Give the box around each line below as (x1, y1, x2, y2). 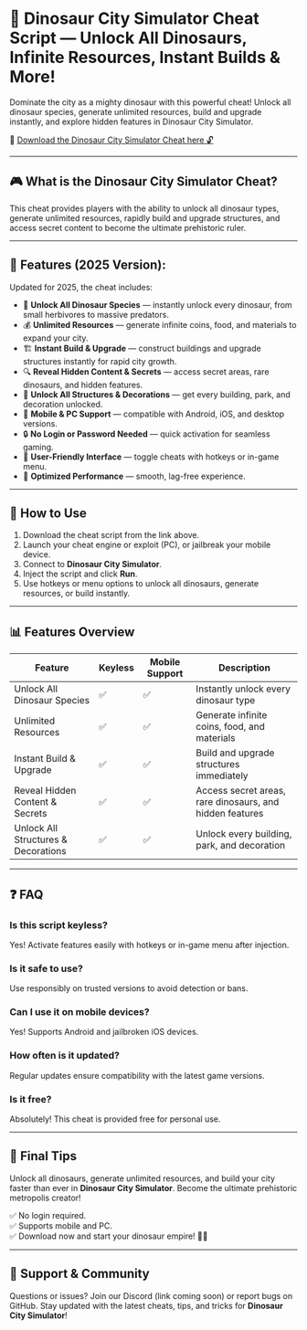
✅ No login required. (9, 1209, 87, 1220)
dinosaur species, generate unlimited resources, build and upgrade (9, 106, 262, 117)
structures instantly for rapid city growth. (22, 355, 177, 366)
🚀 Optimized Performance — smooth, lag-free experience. (22, 470, 246, 481)
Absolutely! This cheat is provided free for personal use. (9, 1114, 221, 1124)
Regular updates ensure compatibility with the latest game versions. (9, 1070, 265, 1081)
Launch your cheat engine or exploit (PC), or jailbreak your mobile (22, 539, 271, 551)
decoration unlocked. (22, 398, 103, 409)
